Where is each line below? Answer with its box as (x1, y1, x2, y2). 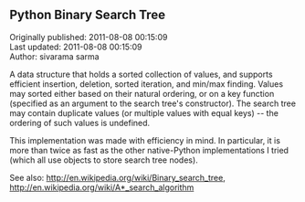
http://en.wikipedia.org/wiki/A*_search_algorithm (9, 182, 195, 193)
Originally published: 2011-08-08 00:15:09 (9, 31, 168, 42)
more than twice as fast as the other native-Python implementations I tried (9, 144, 289, 155)
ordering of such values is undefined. (9, 117, 151, 128)
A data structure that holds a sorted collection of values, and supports (9, 69, 273, 80)
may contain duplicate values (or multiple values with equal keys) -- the (9, 107, 279, 118)
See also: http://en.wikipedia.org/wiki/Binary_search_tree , (9, 172, 226, 183)
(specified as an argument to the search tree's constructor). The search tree (9, 98, 297, 109)
